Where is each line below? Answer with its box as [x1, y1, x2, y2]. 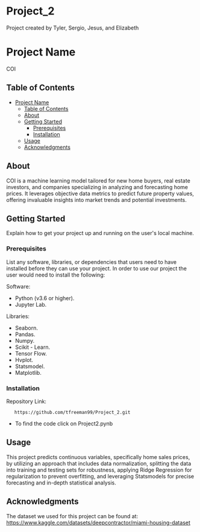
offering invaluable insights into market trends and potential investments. [6, 196, 187, 203]
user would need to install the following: [6, 271, 105, 278]
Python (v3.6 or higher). [14, 294, 75, 302]
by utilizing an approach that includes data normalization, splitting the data [6, 460, 192, 467]
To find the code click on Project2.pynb [14, 420, 113, 427]
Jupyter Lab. [14, 301, 47, 308]
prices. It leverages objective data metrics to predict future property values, [6, 190, 195, 197]
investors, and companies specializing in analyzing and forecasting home [6, 183, 189, 190]
